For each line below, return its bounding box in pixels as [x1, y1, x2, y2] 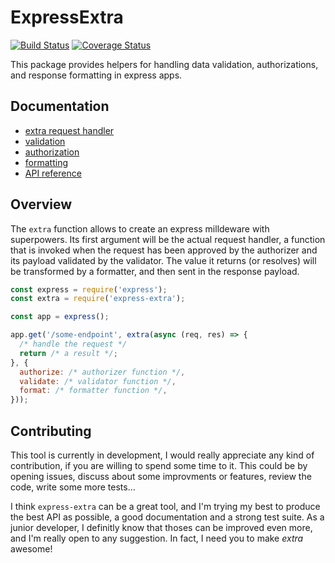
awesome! [10, 543, 53, 555]
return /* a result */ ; [19, 348, 118, 358]
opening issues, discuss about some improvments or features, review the [10, 471, 312, 482]
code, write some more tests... [10, 481, 136, 493]
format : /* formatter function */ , [19, 386, 168, 396]
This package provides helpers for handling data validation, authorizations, [10, 58, 319, 70]
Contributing [10, 422, 92, 440]
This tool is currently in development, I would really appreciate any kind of [10, 449, 315, 461]
